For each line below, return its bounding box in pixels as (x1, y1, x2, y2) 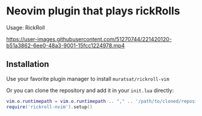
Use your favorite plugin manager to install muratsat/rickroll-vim (6, 75, 170, 82)
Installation (6, 59, 49, 69)
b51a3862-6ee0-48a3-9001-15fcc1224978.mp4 (6, 42, 125, 49)
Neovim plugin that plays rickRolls (6, 4, 180, 18)
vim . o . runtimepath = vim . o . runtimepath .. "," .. (6, 98, 133, 104)
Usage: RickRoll (6, 24, 45, 31)
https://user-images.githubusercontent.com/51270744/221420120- (6, 35, 173, 42)
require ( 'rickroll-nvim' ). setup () (6, 103, 93, 110)
